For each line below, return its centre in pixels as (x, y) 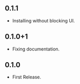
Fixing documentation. (36, 49)
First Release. (27, 77)
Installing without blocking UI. (44, 20)
